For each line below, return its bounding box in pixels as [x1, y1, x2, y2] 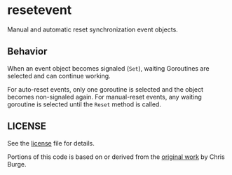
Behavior [7, 45, 48, 57]
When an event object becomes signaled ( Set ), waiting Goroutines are [7, 64, 210, 72]
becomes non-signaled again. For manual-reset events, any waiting [7, 92, 202, 101]
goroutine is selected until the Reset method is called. [7, 100, 161, 108]
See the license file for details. [7, 139, 95, 147]
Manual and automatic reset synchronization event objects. [7, 25, 179, 34]
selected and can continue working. [7, 71, 111, 80]
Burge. [7, 160, 27, 168]
